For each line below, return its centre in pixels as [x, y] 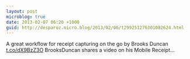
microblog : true [26, 17]
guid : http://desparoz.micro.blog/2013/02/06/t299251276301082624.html [95, 27]
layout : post [22, 11]
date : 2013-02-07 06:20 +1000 [43, 22]
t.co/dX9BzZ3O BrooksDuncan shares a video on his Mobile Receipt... [90, 50]
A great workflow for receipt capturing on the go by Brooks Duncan [87, 44]
